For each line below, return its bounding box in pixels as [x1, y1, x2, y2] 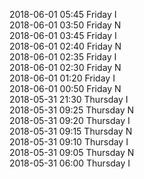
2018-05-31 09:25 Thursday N [9, 104, 135, 116]
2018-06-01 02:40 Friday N [9, 40, 122, 52]
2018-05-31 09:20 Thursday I [9, 115, 131, 126]
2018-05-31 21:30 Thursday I [9, 94, 129, 105]
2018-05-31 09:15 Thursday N [9, 125, 133, 137]
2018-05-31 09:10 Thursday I [9, 136, 129, 148]
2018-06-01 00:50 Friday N [9, 83, 122, 94]
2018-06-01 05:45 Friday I [9, 9, 117, 20]
